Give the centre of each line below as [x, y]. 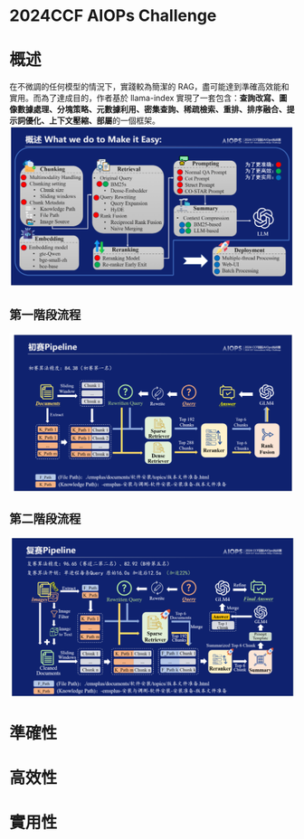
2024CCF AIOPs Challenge [113, 16]
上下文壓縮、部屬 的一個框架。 [104, 121]
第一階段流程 [45, 315]
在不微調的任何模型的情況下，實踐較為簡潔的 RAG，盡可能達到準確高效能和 [149, 87]
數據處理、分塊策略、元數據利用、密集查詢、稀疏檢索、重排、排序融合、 [152, 109]
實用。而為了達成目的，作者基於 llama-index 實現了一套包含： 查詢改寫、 [144, 98]
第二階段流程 [45, 519]
